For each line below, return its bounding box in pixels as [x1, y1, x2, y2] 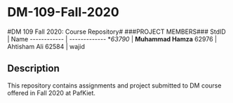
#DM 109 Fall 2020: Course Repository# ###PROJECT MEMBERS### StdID [7, 27, 226, 36]
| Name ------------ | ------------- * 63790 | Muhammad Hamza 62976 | [7, 34, 218, 43]
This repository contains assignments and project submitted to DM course [7, 81, 222, 90]
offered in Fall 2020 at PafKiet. [7, 88, 96, 97]
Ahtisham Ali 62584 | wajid [7, 42, 86, 50]
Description [7, 62, 60, 74]
